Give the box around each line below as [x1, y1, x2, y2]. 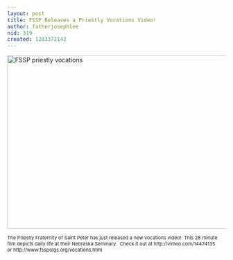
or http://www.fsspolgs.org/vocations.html [7, 247, 103, 254]
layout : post [7, 10, 45, 17]
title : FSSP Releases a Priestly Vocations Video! [7, 17, 157, 24]
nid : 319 [7, 29, 33, 37]
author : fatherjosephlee [7, 23, 79, 30]
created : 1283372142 [7, 36, 67, 43]
